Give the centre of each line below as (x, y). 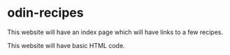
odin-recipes (45, 13)
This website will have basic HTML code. (66, 45)
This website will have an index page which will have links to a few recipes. (115, 32)
